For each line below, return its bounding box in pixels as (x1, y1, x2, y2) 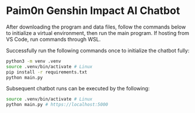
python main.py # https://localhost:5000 (6, 102, 109, 108)
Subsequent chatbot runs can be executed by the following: (6, 85, 150, 92)
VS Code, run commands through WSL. (6, 36, 101, 43)
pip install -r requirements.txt (6, 69, 88, 75)
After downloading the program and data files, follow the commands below (6, 23, 186, 30)
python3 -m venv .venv (6, 58, 61, 64)
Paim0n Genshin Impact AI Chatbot (6, 4, 180, 17)
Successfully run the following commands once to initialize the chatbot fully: (6, 47, 190, 54)
